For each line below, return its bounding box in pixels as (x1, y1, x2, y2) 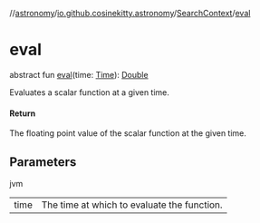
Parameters (9, 154, 77, 170)
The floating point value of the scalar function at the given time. (9, 128, 247, 139)
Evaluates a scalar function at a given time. (9, 86, 170, 98)
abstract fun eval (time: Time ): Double (9, 69, 149, 80)
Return (9, 108, 36, 119)
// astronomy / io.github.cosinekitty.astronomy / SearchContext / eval (9, 8, 251, 18)
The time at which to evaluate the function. (41, 199, 224, 211)
